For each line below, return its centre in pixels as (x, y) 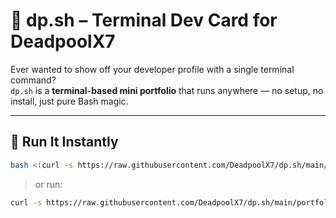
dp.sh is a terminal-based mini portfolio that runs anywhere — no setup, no (167, 90)
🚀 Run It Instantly (64, 142)
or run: (48, 184)
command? (33, 80)
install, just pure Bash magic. (69, 101)
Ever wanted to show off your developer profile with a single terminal (152, 69)
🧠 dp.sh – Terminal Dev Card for (144, 20)
